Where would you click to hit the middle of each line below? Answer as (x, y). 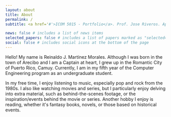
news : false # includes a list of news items (54, 33)
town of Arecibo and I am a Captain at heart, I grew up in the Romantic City (84, 62)
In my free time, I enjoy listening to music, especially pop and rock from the (84, 83)
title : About (19, 15)
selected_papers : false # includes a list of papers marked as (74, 38)
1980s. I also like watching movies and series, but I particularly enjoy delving (85, 88)
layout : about (20, 10)
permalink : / (19, 19)
